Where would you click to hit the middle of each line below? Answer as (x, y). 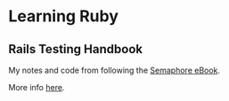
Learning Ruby (64, 16)
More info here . (37, 87)
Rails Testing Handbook (76, 49)
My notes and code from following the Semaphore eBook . (114, 70)
